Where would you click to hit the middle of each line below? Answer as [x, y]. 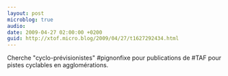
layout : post [26, 13]
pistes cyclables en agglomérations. [58, 65]
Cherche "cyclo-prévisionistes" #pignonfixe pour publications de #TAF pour [114, 58]
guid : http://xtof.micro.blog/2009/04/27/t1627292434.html [93, 39]
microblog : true [30, 20]
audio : [16, 26]
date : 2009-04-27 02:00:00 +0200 [55, 32]
